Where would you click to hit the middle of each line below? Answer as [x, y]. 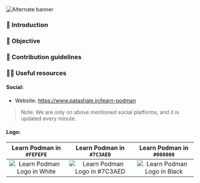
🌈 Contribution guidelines [44, 57]
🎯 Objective [23, 41]
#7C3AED [100, 155]
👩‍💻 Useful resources [36, 73]
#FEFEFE [37, 155]
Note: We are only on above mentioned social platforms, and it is [100, 112]
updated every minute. [48, 118]
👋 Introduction [27, 25]
